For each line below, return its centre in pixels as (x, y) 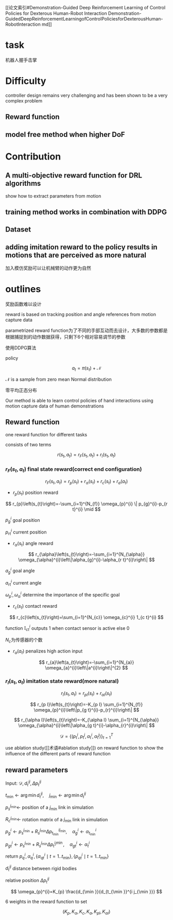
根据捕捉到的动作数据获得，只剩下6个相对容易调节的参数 (65, 337)
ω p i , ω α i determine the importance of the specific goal (63, 595)
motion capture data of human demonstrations (55, 406)
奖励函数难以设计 (23, 304)
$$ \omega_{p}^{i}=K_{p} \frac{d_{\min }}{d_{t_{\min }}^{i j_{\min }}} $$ (86, 891)
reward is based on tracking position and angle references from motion (81, 314)
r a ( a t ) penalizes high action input (48, 651)
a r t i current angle (23, 583)
